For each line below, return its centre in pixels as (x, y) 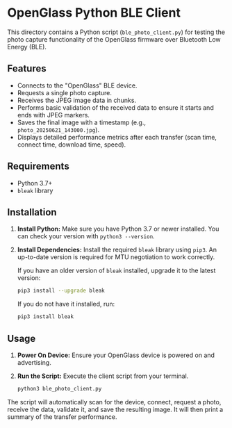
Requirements (38, 166)
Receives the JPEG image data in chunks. (77, 100)
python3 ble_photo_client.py (59, 388)
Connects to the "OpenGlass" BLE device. (77, 85)
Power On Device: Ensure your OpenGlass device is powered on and (116, 355)
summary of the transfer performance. (62, 417)
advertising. (34, 362)
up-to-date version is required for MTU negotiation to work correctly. (116, 257)
